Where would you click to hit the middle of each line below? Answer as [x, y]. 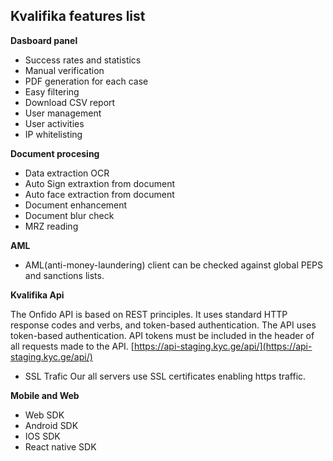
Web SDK [44, 415]
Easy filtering [52, 91]
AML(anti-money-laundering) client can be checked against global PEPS [173, 265]
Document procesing [55, 153]
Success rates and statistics [83, 60]
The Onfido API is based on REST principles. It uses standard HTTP [149, 314]
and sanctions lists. [64, 275]
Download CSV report [70, 102]
